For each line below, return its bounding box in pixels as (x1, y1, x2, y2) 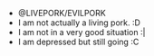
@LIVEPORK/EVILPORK (17, 8, 106, 18)
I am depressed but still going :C (17, 36, 140, 47)
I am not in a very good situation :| (17, 27, 146, 37)
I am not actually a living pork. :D (17, 17, 140, 28)
